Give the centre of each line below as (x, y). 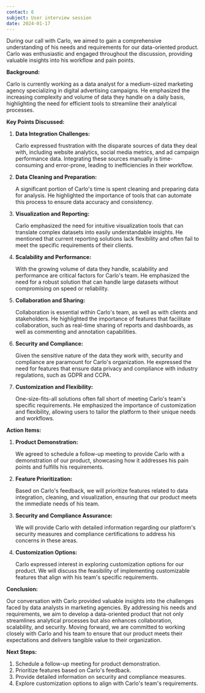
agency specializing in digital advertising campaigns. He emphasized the (98, 91)
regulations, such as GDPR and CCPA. (63, 375)
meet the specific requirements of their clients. (74, 245)
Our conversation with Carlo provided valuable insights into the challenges (100, 601)
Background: (23, 72)
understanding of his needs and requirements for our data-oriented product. (102, 47)
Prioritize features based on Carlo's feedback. (73, 670)
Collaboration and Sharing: (50, 300)
